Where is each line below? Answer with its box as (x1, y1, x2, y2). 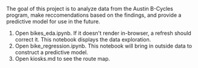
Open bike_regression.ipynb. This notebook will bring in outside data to (14, 42, 192, 49)
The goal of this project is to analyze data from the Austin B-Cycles (6, 5, 173, 12)
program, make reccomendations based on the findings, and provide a (6, 11, 182, 19)
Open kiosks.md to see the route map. (14, 55, 110, 62)
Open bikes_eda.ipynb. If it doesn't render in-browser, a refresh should (14, 29, 191, 37)
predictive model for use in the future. (6, 18, 101, 25)
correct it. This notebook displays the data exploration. (14, 36, 152, 43)
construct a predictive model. (14, 49, 89, 56)
